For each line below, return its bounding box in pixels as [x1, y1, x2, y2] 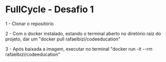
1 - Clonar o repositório [5, 20, 54, 27]
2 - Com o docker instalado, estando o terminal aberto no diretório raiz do [5, 30, 161, 36]
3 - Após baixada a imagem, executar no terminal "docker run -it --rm [5, 46, 153, 52]
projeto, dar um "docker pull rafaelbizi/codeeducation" [5, 36, 121, 42]
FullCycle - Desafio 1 [5, 4, 94, 15]
